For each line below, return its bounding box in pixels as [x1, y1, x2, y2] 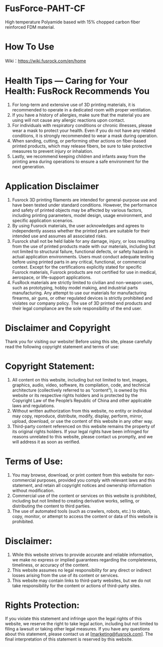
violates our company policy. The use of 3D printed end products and [12, 300, 152, 306]
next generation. [12, 163, 45, 169]
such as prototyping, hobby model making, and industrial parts [12, 285, 138, 290]
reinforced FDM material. [5, 24, 55, 30]
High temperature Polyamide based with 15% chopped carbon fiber [5, 19, 140, 25]
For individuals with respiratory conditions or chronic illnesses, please [12, 122, 152, 128]
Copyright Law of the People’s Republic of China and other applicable [12, 397, 152, 403]
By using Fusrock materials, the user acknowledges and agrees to [12, 222, 145, 229]
